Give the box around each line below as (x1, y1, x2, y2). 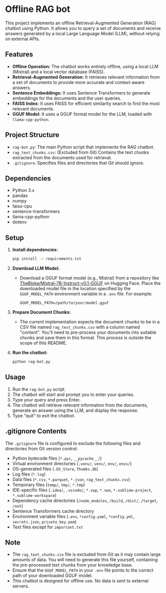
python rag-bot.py (12, 359, 51, 364)
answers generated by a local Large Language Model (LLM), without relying (5, 30, 160, 36)
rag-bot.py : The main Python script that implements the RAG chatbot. (12, 144, 155, 150)
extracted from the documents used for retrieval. (12, 154, 112, 160)
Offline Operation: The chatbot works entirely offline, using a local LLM (12, 63, 159, 69)
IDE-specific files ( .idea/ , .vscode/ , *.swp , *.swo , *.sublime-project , (12, 487, 153, 493)
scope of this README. (19, 340, 67, 346)
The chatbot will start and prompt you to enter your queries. (12, 392, 135, 397)
